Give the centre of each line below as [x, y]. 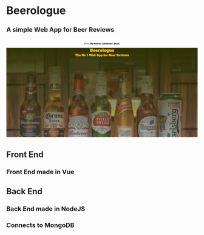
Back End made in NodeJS [46, 209]
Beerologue [36, 11]
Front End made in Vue [40, 172]
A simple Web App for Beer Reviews [60, 30]
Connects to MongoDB [40, 225]
